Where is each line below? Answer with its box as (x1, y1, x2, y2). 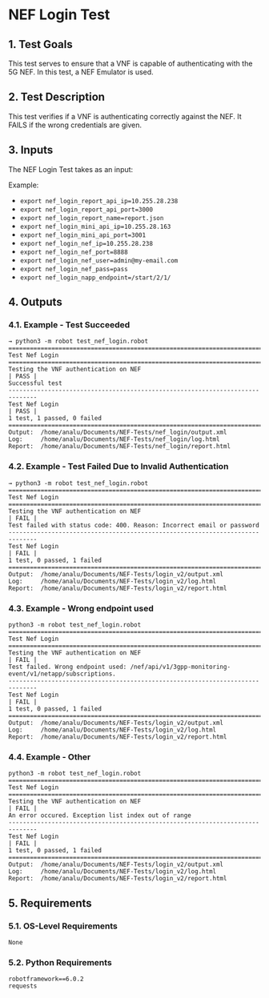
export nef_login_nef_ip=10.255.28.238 (19, 239, 154, 247)
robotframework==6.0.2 (8, 975, 84, 984)
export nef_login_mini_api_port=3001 (19, 230, 147, 239)
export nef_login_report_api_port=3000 (19, 206, 154, 214)
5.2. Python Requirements (8, 956, 112, 968)
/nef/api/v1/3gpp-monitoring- (130, 663, 231, 671)
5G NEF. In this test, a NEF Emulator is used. (8, 67, 154, 77)
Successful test (8, 379, 62, 387)
